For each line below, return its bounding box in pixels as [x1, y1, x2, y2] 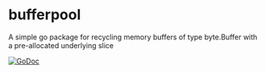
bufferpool [8, 6, 81, 24]
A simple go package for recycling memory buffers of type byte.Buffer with [8, 32, 258, 42]
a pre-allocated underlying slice [8, 40, 114, 50]
